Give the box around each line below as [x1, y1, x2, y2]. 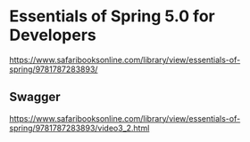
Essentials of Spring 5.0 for [9, 6, 216, 27]
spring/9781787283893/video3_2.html [9, 122, 150, 133]
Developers [9, 25, 96, 45]
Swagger [9, 90, 61, 105]
